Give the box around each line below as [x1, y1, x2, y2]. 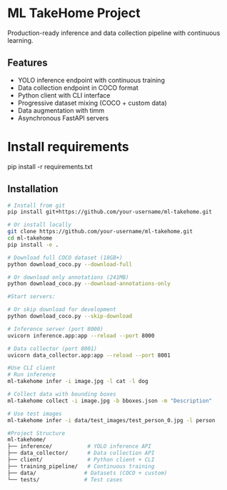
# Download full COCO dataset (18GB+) [7, 254, 123, 261]
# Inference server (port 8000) [7, 325, 104, 332]
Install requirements [7, 138, 130, 155]
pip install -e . [7, 241, 59, 248]
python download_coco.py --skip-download [7, 312, 133, 320]
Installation [7, 183, 59, 195]
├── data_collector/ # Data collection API [7, 449, 155, 457]
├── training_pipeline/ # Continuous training [7, 462, 155, 470]
